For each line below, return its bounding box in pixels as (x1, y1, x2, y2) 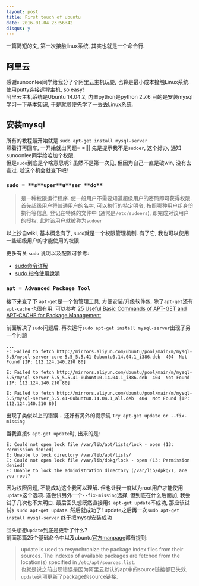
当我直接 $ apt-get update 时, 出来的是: (6, 430, 100, 437)
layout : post (6, 8, 39, 15)
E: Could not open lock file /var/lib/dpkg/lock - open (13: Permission (6, 457, 190, 463)
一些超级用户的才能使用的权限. (6, 237, 81, 244)
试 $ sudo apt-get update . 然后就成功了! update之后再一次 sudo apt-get (6, 507, 180, 514)
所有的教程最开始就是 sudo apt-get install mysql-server (6, 136, 148, 144)
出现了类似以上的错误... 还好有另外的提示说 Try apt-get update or (6, 412, 169, 419)
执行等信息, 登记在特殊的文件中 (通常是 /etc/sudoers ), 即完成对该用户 (20, 210, 189, 217)
